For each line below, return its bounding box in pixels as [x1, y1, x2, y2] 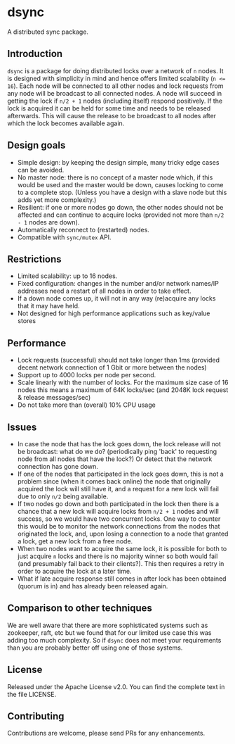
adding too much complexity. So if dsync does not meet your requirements [7, 636, 222, 644]
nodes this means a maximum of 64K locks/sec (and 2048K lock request [17, 386, 229, 394]
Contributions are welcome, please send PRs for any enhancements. [7, 729, 206, 738]
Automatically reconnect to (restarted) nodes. [17, 225, 149, 234]
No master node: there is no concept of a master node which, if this [17, 173, 213, 182]
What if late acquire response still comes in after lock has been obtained [17, 574, 227, 583]
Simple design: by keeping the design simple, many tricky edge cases [17, 158, 220, 166]
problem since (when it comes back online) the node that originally [17, 477, 211, 486]
